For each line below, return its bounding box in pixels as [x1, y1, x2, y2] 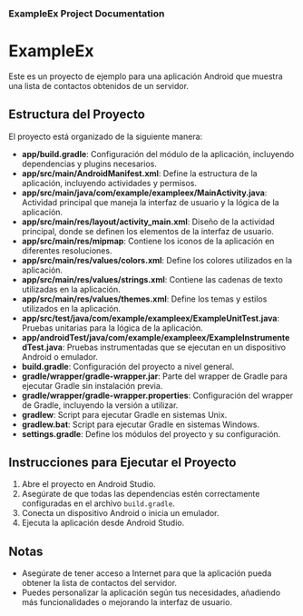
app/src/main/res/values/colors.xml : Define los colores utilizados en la [21, 254, 292, 265]
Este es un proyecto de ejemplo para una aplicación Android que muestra [8, 71, 283, 82]
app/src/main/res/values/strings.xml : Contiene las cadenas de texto [21, 273, 283, 284]
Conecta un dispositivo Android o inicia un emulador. [21, 508, 220, 519]
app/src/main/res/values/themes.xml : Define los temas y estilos [21, 293, 268, 304]
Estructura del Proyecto [8, 107, 146, 123]
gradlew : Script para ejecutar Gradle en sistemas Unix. [21, 409, 228, 420]
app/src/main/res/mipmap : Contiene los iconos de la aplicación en [21, 235, 275, 246]
